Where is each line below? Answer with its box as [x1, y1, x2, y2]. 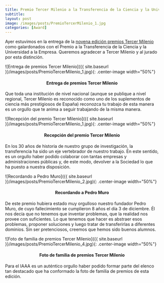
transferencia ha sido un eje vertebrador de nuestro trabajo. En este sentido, [5, 148, 159, 154]
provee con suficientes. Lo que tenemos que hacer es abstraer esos [5, 216, 143, 222]
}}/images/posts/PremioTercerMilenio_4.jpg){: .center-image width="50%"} [5, 241, 157, 247]
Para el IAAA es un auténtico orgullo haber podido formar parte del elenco [5, 263, 155, 269]
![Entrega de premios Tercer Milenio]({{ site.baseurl [5, 64, 109, 70]
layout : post [5, 16, 32, 21]
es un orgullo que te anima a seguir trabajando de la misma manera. [5, 106, 142, 112]
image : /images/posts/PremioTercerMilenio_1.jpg [5, 20, 106, 26]
